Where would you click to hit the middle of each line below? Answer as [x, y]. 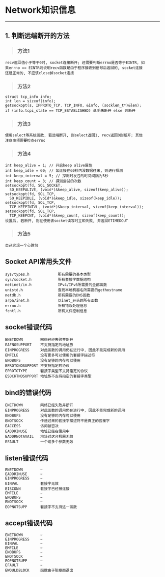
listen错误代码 [27, 458]
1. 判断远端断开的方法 [37, 36]
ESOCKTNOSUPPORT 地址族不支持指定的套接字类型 [48, 376]
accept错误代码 [29, 523]
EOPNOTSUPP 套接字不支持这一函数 [41, 507]
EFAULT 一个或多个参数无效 [39, 442]
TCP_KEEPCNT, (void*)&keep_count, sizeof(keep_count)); [68, 215]
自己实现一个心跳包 [22, 245]
